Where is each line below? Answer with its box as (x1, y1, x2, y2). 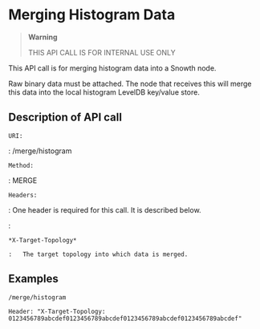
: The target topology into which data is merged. (8, 250, 189, 258)
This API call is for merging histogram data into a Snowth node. (8, 63, 217, 73)
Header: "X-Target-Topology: (8, 307, 106, 315)
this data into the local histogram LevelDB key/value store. (8, 87, 201, 97)
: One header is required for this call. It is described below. (8, 205, 202, 214)
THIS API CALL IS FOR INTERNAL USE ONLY (27, 47, 176, 57)
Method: (8, 161, 35, 169)
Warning (27, 32, 58, 42)
